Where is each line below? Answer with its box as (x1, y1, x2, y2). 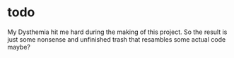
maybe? (7, 42, 30, 51)
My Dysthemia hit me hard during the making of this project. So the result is (7, 28, 228, 36)
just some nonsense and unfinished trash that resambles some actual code (7, 35, 226, 43)
